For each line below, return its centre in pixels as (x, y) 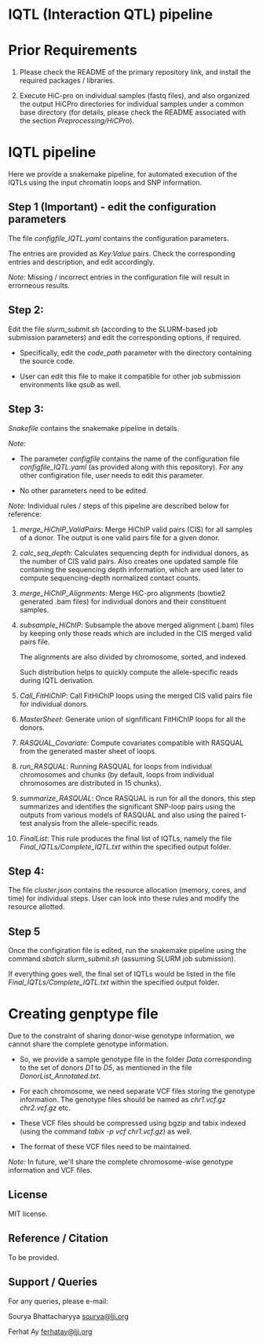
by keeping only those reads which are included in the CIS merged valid (136, 633)
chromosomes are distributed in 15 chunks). (90, 783)
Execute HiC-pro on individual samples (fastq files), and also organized (134, 96)
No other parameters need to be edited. (84, 490)
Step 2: (26, 310)
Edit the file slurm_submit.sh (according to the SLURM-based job (113, 329)
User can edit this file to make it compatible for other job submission (130, 376)
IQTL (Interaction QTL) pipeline (111, 15)
